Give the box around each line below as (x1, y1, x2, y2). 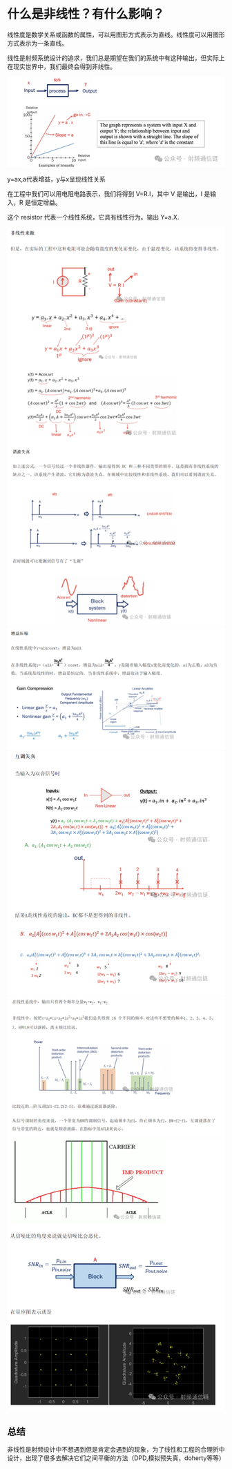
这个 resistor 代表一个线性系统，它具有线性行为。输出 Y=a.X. (7, 213, 180, 221)
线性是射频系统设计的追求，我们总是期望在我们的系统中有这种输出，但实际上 (7, 53, 225, 62)
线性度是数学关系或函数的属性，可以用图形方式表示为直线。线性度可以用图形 (7, 30, 225, 39)
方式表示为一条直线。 (7, 39, 68, 47)
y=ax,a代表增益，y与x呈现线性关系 (7, 175, 106, 183)
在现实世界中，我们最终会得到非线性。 (7, 62, 116, 70)
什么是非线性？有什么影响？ (7, 6, 165, 22)
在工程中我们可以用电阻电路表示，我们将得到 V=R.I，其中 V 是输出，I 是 (7, 189, 211, 197)
